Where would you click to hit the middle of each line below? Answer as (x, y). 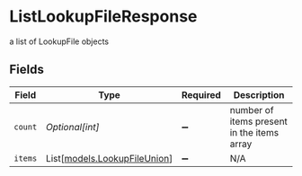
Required (201, 94)
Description (259, 94)
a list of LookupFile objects (59, 41)
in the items (254, 132)
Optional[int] (72, 127)
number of (252, 110)
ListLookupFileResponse (103, 17)
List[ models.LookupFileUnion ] (109, 158)
